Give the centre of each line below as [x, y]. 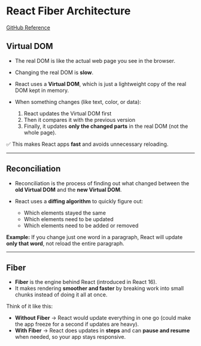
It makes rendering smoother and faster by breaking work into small [99, 289]
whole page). [40, 132]
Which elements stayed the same [65, 213]
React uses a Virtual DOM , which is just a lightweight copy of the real [100, 84]
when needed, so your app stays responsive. [70, 337]
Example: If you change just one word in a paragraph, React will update [95, 237]
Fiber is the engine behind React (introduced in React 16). [86, 282]
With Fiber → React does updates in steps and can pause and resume [102, 330]
